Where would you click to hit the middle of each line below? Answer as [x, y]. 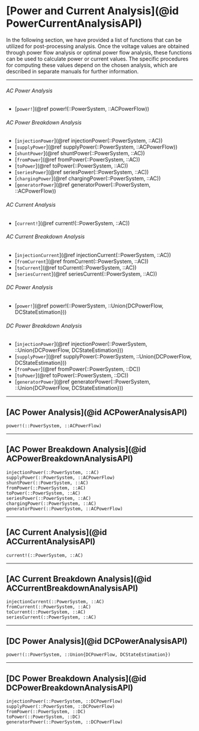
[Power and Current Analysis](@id [92, 11]
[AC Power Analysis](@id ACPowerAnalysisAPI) [97, 412]
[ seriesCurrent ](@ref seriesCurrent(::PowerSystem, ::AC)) [86, 274]
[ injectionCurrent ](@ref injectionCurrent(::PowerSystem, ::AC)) [93, 255]
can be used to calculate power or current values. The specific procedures [97, 59]
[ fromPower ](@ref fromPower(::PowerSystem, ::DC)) [78, 369]
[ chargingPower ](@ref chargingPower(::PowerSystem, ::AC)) [88, 178]
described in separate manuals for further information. [73, 71]
